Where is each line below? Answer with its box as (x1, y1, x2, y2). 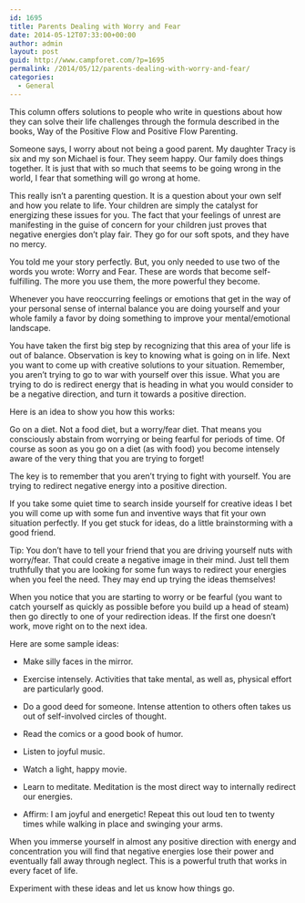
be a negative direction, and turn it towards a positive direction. (9, 389, 247, 400)
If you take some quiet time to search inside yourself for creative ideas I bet (9, 498, 293, 509)
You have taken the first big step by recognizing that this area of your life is (9, 339, 291, 351)
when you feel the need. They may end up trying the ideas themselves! (9, 574, 276, 585)
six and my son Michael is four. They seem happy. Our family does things (9, 152, 284, 164)
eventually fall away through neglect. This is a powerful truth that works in (9, 855, 287, 867)
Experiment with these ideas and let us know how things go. (9, 882, 235, 894)
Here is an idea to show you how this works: (9, 406, 176, 417)
